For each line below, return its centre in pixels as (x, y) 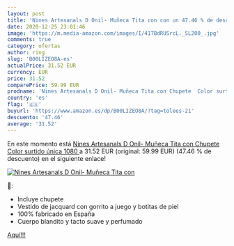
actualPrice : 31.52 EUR (42, 66)
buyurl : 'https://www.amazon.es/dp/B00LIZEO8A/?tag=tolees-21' (101, 111)
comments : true (29, 40)
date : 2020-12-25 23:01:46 (46, 26)
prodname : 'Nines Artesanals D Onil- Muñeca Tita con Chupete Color (110, 91)
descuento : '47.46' (36, 117)
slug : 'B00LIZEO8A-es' (40, 59)
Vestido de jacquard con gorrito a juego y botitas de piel (98, 206)
